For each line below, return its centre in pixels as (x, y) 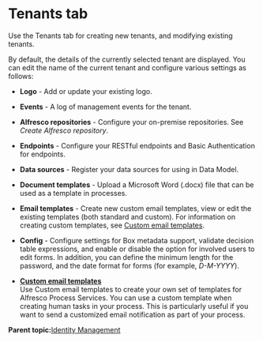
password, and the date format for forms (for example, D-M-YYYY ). (129, 265)
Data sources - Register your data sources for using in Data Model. (129, 169)
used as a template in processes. (73, 193)
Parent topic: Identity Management (64, 329)
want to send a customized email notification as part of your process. (132, 314)
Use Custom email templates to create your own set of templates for (131, 289)
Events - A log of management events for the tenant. (105, 107)
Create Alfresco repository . (64, 130)
